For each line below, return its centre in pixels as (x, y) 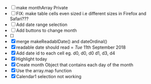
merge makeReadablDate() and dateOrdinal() (62, 42)
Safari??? (19, 19)
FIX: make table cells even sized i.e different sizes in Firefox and (81, 14)
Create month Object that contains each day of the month (75, 65)
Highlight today (32, 59)
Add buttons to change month (47, 30)
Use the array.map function (44, 70)
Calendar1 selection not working (49, 76)
